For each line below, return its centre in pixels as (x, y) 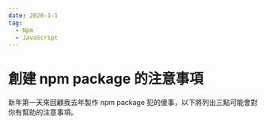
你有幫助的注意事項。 (43, 112)
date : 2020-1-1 (33, 15)
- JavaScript (37, 38)
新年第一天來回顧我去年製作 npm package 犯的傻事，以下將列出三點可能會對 (133, 103)
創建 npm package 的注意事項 (106, 79)
